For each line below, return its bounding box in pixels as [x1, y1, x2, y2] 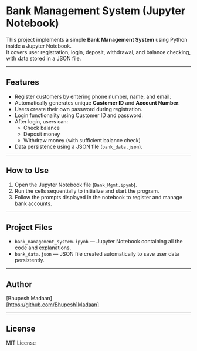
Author [6, 279, 32, 289]
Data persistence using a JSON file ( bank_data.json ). [14, 143, 142, 150]
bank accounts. [14, 200, 52, 207]
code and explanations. [14, 244, 72, 251]
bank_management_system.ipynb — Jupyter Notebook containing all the [14, 238, 183, 245]
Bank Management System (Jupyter [6, 4, 186, 18]
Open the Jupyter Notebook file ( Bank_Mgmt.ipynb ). [14, 181, 138, 188]
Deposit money [23, 131, 60, 138]
